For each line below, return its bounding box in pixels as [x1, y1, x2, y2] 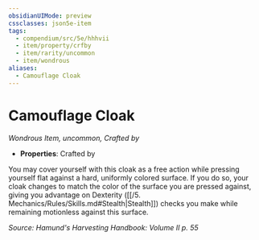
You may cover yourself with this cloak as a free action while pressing [8, 164, 240, 174]
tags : [8, 27, 27, 35]
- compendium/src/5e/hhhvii [15, 34, 110, 43]
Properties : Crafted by [19, 148, 96, 158]
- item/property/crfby [15, 42, 92, 50]
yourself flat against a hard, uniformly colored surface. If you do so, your [8, 172, 249, 182]
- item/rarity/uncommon [15, 49, 95, 57]
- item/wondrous [15, 57, 70, 65]
